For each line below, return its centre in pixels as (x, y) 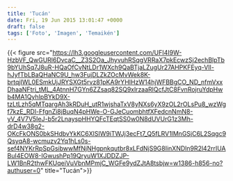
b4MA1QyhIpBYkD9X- (39, 97)
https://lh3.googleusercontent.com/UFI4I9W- (117, 53)
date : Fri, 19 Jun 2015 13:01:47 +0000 (65, 20)
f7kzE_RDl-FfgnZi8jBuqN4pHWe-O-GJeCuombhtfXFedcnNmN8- (100, 112)
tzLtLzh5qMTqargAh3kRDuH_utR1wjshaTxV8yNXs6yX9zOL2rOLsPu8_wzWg (117, 104)
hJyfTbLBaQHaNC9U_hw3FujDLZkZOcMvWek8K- (79, 75)
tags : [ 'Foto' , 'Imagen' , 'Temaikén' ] (63, 33)
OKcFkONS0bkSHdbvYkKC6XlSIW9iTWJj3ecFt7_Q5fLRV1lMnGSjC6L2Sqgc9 (117, 134)
